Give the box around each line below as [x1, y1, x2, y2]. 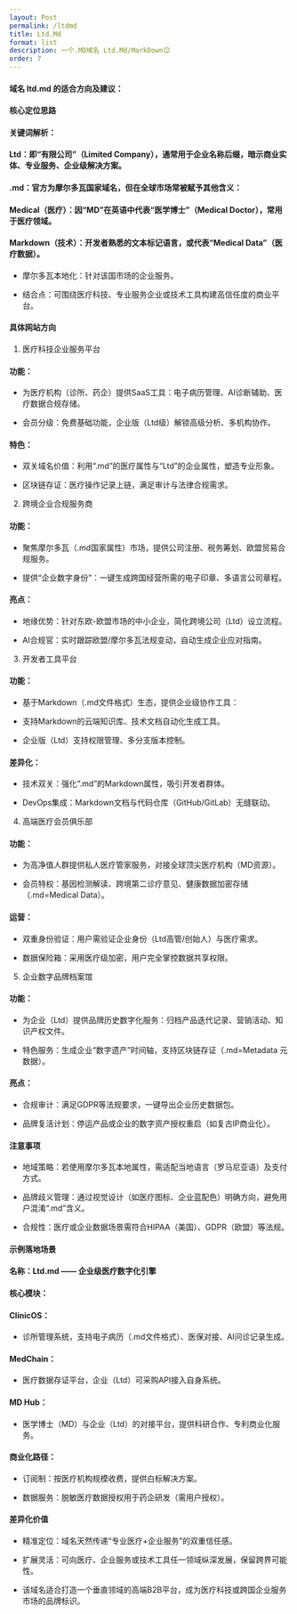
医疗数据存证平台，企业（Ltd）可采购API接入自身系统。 [21, 1375, 226, 1385]
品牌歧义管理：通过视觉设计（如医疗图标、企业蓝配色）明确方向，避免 [21, 1192, 280, 1203]
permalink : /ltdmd [9, 21, 77, 30]
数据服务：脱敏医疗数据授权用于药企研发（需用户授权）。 [21, 1492, 229, 1503]
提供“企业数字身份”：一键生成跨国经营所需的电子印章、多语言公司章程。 [21, 572, 287, 583]
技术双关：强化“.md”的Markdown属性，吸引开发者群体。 [21, 778, 229, 789]
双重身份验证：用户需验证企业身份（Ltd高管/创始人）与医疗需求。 [21, 933, 263, 944]
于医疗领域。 [9, 215, 56, 226]
